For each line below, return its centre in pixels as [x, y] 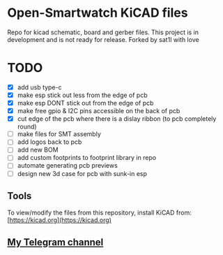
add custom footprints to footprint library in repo [87, 158]
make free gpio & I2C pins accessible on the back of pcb [99, 111]
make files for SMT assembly [59, 134]
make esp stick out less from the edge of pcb [82, 95]
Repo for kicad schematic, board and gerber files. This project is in [103, 32]
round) [27, 126]
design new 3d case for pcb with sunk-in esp [82, 173]
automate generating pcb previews [68, 166]
